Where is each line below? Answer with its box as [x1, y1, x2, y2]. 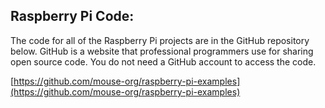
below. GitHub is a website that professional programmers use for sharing [10, 45, 314, 57]
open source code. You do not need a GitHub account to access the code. [10, 55, 317, 68]
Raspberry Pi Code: [10, 8, 135, 25]
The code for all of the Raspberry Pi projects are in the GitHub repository [10, 34, 310, 46]
